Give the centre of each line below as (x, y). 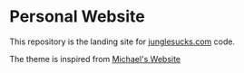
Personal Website (77, 17)
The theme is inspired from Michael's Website (95, 59)
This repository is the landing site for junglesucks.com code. (122, 41)
